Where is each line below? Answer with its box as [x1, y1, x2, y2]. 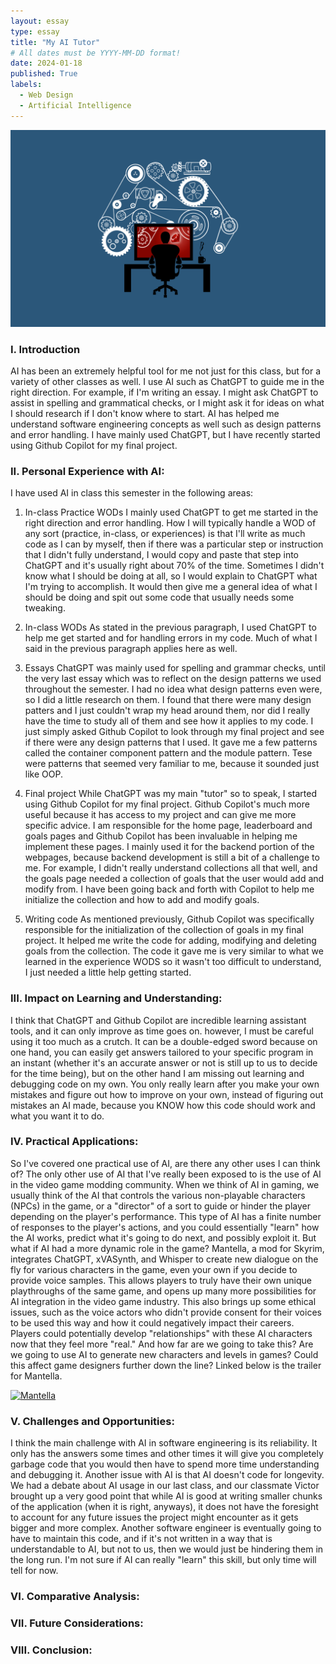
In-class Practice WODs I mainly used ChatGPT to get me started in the [24, 506, 319, 519]
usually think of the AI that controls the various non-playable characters [10, 1189, 306, 1201]
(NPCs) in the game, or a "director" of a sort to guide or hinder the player [10, 1200, 311, 1212]
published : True [10, 69, 78, 79]
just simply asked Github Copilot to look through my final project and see [24, 726, 325, 738]
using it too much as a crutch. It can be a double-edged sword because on [10, 1035, 318, 1047]
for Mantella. [10, 1370, 63, 1382]
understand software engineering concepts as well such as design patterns [10, 418, 322, 430]
